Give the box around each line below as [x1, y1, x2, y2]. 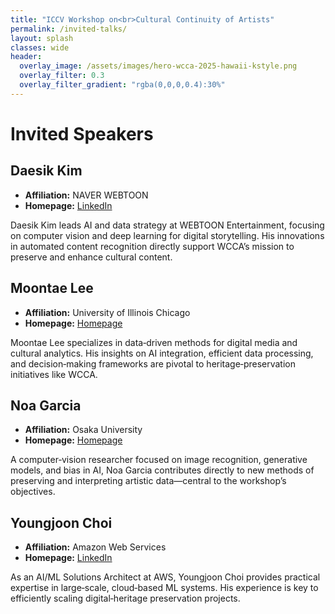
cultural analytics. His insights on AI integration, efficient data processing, [10, 347, 314, 359]
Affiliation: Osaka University [24, 424, 143, 436]
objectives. [10, 486, 56, 498]
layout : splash [10, 33, 74, 43]
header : [10, 52, 43, 62]
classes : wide [10, 42, 70, 53]
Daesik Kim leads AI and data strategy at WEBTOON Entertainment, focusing [10, 219, 325, 231]
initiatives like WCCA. [10, 368, 98, 380]
